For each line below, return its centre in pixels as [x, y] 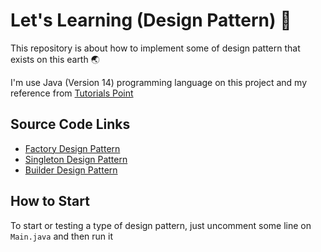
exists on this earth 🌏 [55, 59]
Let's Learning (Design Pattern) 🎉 [151, 20]
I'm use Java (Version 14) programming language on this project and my [159, 82]
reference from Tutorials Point [72, 93]
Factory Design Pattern [72, 148]
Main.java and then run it [61, 236]
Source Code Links [70, 124]
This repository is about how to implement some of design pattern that [155, 48]
